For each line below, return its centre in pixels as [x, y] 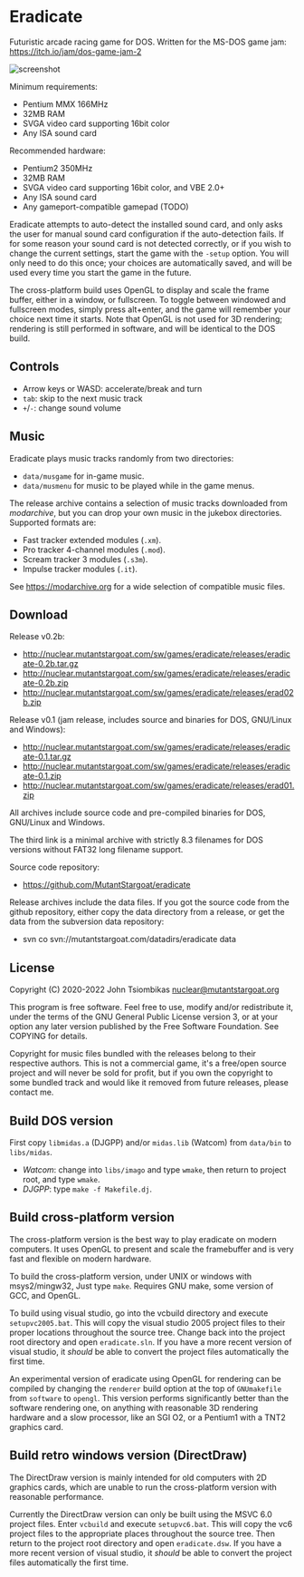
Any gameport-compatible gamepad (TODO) [105, 207]
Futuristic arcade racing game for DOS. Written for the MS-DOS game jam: [148, 42]
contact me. [32, 1092]
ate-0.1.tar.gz [47, 757]
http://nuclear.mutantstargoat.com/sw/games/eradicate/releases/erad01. [158, 785]
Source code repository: [55, 867]
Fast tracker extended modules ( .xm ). [91, 540]
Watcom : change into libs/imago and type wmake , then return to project [154, 1170]
